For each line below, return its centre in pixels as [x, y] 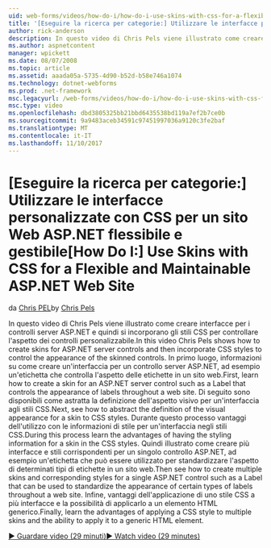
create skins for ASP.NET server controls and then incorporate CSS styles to [135, 349]
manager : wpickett [39, 53]
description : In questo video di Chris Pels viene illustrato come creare [137, 38]
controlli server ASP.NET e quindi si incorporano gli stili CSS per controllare [133, 332]
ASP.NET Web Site [72, 286]
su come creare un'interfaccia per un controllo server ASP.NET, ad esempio [134, 367]
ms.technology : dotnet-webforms [63, 83]
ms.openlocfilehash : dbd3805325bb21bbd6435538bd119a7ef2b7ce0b [117, 114]
